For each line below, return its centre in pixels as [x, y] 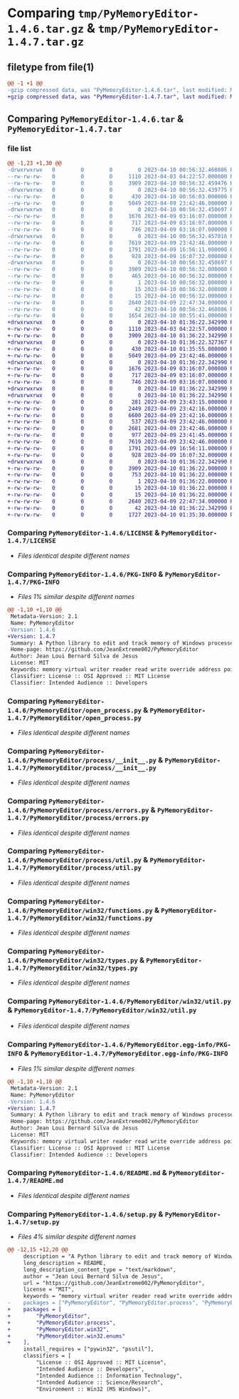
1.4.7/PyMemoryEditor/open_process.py [75, 718]
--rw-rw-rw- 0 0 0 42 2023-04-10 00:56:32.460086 [117, 309]
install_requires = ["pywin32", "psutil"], [89, 1349]
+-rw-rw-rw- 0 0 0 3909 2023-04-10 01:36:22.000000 [117, 468]
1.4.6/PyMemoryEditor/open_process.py [75, 710]
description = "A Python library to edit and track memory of [117, 1256]
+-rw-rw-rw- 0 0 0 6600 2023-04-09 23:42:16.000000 [117, 415]
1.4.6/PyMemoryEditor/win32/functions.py [80, 910]
